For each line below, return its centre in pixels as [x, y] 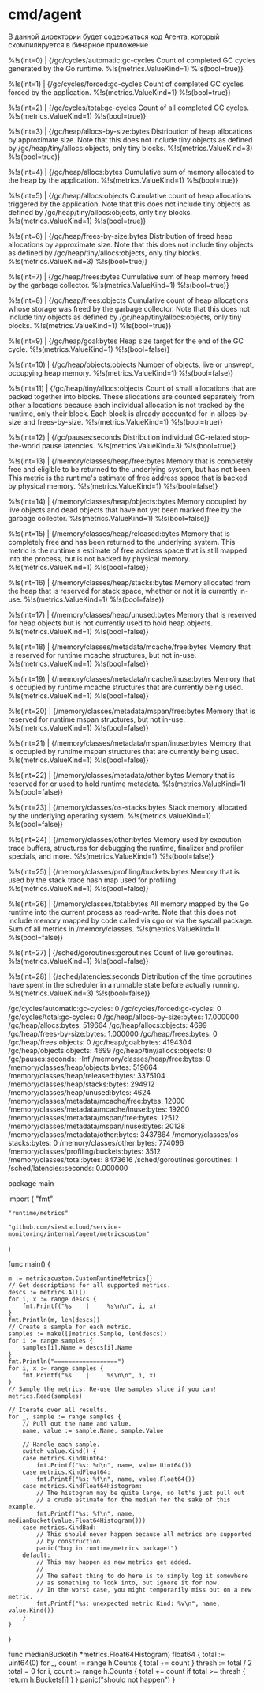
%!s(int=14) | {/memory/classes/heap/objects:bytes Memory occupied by [127, 501]
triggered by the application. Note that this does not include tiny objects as [129, 204]
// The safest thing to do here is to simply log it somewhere [142, 1576]
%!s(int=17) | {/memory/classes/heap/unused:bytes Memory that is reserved [132, 614]
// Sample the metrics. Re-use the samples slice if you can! [112, 1389]
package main [31, 1183]
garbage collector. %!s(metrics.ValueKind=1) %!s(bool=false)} [109, 518]
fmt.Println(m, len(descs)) [54, 1320]
